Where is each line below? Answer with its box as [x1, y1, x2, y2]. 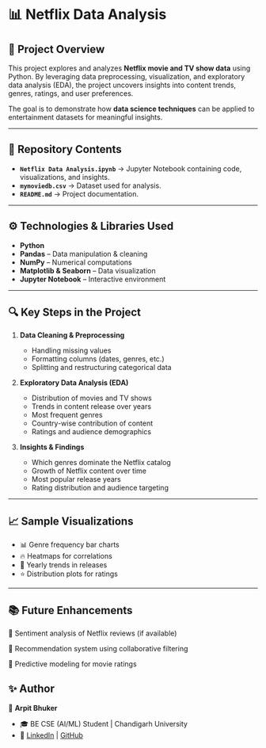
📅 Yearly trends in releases [19, 560, 108, 570]
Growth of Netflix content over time [31, 466, 147, 475]
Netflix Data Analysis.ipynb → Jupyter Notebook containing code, [19, 163, 242, 174]
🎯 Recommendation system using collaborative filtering [8, 644, 188, 654]
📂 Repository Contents [8, 143, 123, 156]
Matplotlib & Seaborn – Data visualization [19, 265, 156, 275]
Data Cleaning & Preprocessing [19, 330, 125, 340]
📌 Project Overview [8, 42, 105, 55]
